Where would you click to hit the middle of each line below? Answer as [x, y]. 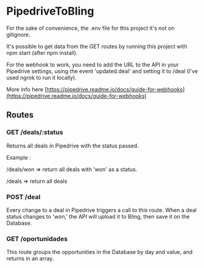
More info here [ [26, 89]
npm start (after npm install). [42, 52]
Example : [19, 157]
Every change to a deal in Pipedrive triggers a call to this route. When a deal [101, 210]
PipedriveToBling [50, 11]
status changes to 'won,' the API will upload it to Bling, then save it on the [98, 216]
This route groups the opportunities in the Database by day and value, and [100, 252]
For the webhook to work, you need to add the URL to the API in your [93, 65]
